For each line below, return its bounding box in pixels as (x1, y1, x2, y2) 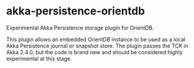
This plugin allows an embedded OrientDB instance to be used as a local (6, 36, 186, 43)
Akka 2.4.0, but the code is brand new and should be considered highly (6, 48, 183, 55)
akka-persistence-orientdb (6, 4, 145, 18)
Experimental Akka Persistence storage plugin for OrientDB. (6, 24, 154, 31)
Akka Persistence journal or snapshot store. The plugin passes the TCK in (6, 42, 189, 49)
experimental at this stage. (6, 55, 72, 62)
